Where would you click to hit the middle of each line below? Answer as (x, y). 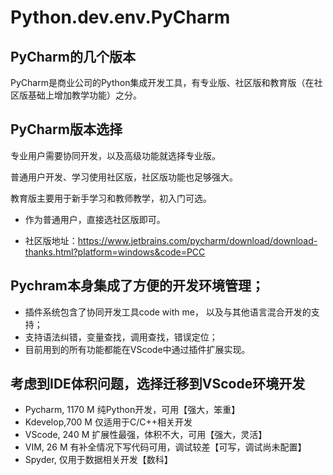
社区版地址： (51, 240)
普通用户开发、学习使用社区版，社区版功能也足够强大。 (124, 177)
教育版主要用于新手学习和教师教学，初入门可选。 (111, 198)
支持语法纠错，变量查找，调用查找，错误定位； (121, 337)
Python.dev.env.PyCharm (120, 17)
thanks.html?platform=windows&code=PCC (115, 252)
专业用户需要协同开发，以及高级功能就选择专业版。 (115, 155)
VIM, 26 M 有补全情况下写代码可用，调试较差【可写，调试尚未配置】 (165, 447)
